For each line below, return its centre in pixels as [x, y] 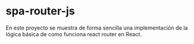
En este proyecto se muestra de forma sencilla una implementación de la [97, 28]
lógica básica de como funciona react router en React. [74, 34]
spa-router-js [40, 11]
